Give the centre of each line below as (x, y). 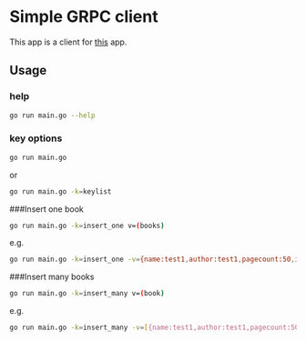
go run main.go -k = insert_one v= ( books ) (87, 226)
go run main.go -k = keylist (61, 191)
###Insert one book (46, 209)
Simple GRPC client (84, 17)
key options (36, 138)
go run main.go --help (52, 115)
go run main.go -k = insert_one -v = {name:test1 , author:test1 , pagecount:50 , (153, 260)
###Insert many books (52, 277)
